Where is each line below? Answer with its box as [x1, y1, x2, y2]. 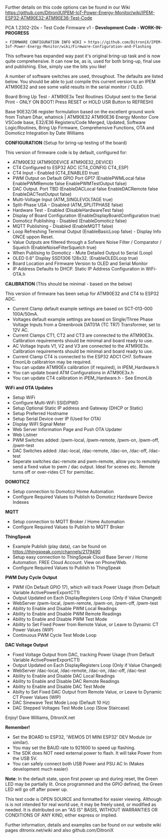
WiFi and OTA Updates [5, 385, 54, 390]
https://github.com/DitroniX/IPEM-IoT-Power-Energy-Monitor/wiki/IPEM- [5, 10, 155, 16]
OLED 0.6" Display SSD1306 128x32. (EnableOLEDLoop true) [12, 255, 138, 261]
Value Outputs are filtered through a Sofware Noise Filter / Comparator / [12, 239, 161, 245]
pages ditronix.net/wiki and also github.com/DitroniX [5, 827, 114, 833]
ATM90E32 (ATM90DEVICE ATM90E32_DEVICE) [12, 159, 114, 165]
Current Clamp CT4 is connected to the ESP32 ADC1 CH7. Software [12, 354, 152, 359]
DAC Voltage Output [5, 642, 49, 648]
